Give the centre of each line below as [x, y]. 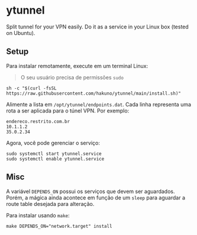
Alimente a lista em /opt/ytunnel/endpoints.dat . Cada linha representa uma [98, 104]
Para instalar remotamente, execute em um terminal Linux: [77, 66]
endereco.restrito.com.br [38, 121]
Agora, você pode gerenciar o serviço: [53, 143]
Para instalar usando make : [38, 215]
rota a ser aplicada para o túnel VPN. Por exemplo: [68, 111]
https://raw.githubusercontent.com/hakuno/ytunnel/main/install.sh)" [94, 93]
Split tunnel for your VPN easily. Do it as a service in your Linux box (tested [98, 27]
